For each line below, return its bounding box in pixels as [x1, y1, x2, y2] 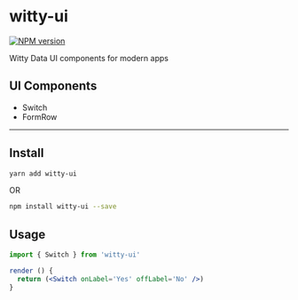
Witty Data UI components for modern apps [9, 52, 169, 63]
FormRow [21, 111, 58, 122]
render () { [9, 266, 53, 275]
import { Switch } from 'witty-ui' [9, 250, 141, 259]
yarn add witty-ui [9, 169, 77, 178]
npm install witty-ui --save [9, 202, 117, 211]
